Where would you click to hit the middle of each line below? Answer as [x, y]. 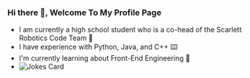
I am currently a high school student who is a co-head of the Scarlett [130, 30]
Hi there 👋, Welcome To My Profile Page [85, 13]
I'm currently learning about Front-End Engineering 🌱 [104, 58]
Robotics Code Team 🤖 [56, 38]
